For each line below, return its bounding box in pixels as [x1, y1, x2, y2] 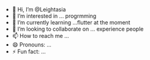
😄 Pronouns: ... [12, 41, 52, 48]
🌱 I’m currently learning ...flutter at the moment [12, 19, 130, 26]
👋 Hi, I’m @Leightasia [12, 6, 66, 13]
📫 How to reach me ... [12, 32, 69, 39]
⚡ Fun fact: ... [12, 48, 46, 55]
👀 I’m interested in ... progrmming [12, 12, 97, 20]
